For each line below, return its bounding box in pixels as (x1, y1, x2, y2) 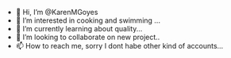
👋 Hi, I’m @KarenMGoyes (15, 8, 98, 16)
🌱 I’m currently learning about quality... (15, 24, 143, 33)
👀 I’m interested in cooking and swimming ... (15, 16, 161, 25)
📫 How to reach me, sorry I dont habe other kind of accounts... (15, 42, 224, 50)
